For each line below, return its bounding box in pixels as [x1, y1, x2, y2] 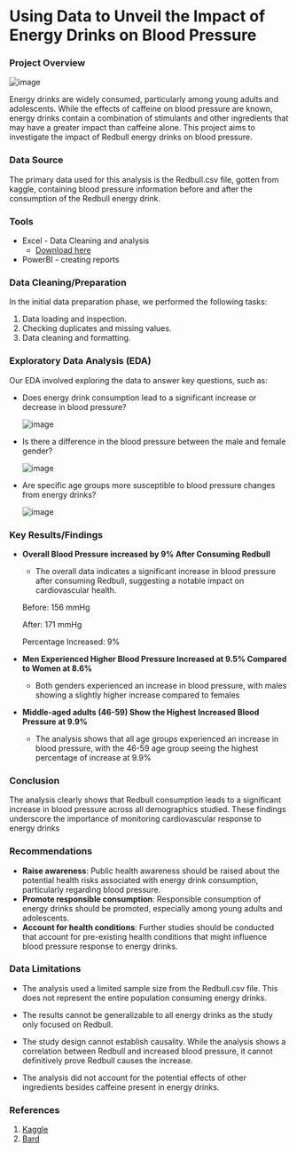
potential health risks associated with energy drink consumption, [21, 874, 259, 885]
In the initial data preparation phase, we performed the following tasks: [9, 296, 268, 307]
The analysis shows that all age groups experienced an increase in [35, 733, 279, 744]
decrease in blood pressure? [21, 401, 127, 412]
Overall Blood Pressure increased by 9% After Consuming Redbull [21, 548, 270, 559]
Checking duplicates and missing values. [21, 323, 172, 334]
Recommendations [9, 845, 93, 857]
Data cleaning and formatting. [21, 333, 131, 343]
